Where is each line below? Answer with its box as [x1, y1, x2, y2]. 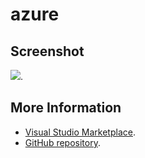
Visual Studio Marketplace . [24, 126, 136, 138]
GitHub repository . [24, 136, 101, 148]
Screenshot [10, 43, 85, 60]
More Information [10, 99, 122, 117]
